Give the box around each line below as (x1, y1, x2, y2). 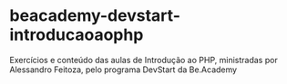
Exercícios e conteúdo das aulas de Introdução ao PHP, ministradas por (9, 54, 278, 65)
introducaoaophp (9, 24, 144, 45)
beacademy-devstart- (9, 5, 180, 26)
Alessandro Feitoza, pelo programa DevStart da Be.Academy (9, 64, 238, 75)
